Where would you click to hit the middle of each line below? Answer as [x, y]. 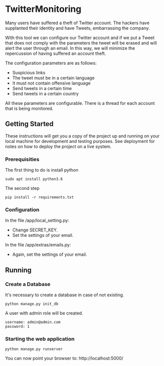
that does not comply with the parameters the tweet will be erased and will [81, 43]
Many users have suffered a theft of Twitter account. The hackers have [77, 23]
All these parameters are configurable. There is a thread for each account [80, 103]
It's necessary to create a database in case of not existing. [65, 295]
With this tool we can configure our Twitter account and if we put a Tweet [80, 38]
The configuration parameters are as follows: [51, 63]
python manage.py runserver [34, 349]
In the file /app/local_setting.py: [37, 221]
